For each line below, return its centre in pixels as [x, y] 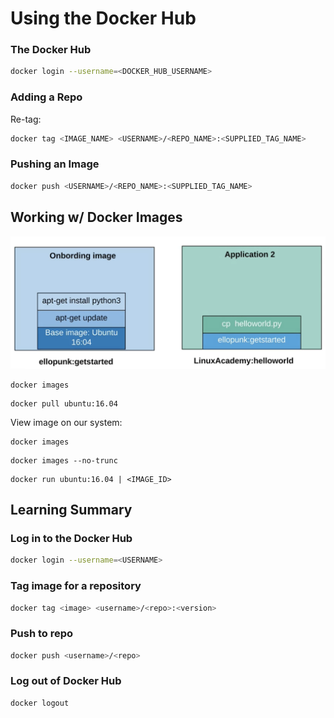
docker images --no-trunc [64, 460]
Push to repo [42, 634]
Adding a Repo [46, 97]
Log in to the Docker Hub [71, 538]
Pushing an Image [55, 164]
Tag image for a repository [76, 586]
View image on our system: [66, 422]
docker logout [40, 703]
